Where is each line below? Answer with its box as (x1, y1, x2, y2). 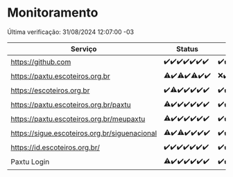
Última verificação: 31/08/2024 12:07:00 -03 (7, 28, 134, 36)
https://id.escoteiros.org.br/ (10, 143, 101, 153)
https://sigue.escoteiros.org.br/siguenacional (10, 129, 157, 138)
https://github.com (10, 57, 71, 67)
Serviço (70, 44, 97, 53)
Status (176, 44, 199, 53)
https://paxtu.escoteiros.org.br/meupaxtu (10, 114, 146, 124)
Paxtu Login (10, 157, 50, 167)
